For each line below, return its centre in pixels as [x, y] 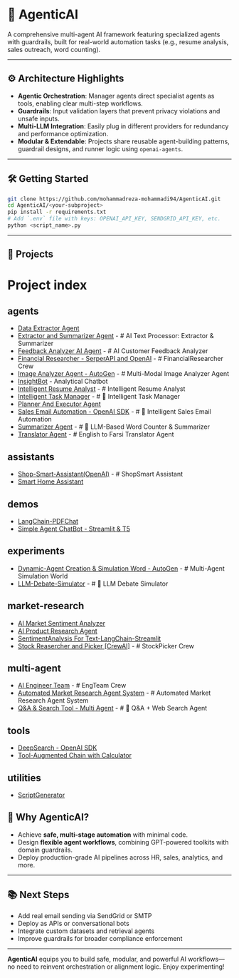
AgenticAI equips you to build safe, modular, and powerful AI [97, 959]
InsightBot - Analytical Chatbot [63, 382]
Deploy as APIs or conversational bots [73, 923]
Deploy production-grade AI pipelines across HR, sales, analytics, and [120, 857]
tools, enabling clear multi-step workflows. [80, 103]
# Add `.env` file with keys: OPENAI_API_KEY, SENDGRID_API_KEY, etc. [114, 219]
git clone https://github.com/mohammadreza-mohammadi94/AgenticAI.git [114, 199]
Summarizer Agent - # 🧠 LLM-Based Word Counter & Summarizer [114, 427]
